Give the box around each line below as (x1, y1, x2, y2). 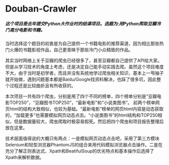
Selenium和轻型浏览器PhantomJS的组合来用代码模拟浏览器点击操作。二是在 (5, 142, 163, 148)
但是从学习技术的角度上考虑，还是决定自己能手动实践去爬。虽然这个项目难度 (5, 64, 164, 70)
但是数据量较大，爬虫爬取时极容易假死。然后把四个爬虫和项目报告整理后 (14, 119, 164, 125)
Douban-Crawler (5, 3, 77, 15)
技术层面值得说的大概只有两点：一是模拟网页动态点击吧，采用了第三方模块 (5, 135, 159, 141)
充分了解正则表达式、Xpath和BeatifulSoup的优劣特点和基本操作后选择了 (5, 148, 154, 154)
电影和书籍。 (18, 27, 45, 33)
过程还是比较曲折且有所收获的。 (9, 82, 76, 89)
